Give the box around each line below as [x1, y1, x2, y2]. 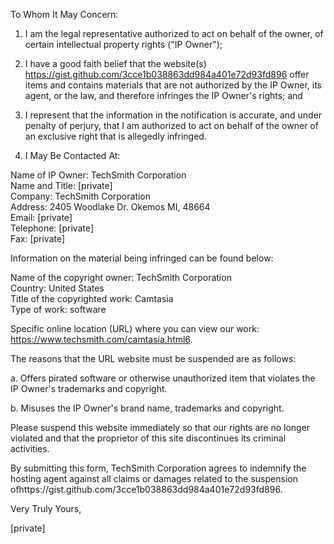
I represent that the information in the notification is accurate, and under [24, 109, 323, 121]
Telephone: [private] [10, 222, 94, 234]
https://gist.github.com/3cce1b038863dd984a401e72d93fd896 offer [24, 69, 310, 80]
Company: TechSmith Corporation [10, 190, 152, 202]
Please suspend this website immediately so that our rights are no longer [10, 422, 311, 433]
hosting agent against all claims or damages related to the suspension [10, 473, 298, 484]
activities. [10, 443, 50, 454]
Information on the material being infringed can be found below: [10, 252, 274, 264]
